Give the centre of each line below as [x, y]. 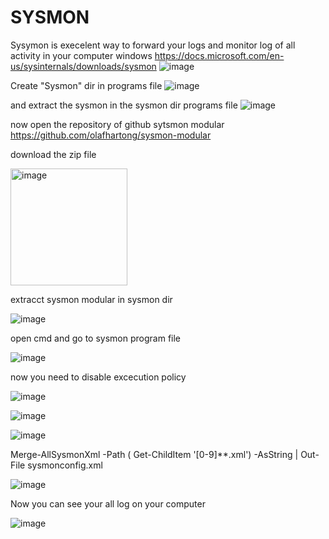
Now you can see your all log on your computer [108, 503]
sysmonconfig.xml [65, 465]
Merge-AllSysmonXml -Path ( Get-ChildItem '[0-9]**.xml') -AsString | [154, 454]
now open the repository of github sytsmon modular [117, 124]
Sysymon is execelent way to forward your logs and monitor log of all [153, 45]
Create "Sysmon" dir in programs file [86, 85]
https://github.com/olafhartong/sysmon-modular [111, 135]
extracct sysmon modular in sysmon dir [91, 299]
